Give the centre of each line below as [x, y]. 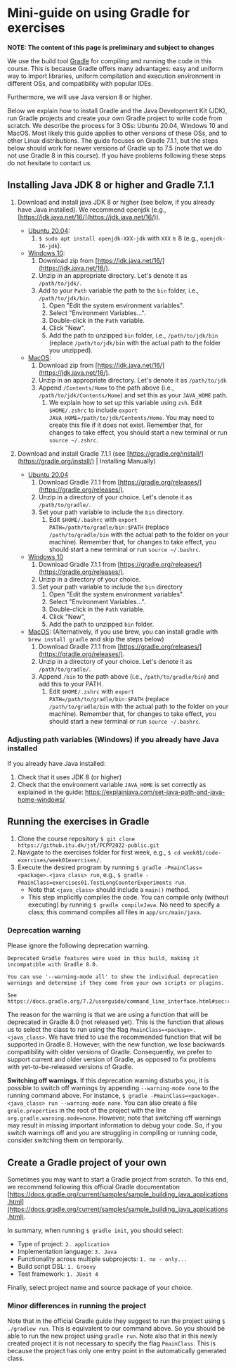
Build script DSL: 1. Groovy [57, 1266]
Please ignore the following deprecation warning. [78, 946]
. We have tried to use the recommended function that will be [133, 1037]
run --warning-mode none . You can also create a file [123, 1103]
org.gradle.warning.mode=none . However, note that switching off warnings [114, 1118]
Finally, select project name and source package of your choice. [100, 1287]
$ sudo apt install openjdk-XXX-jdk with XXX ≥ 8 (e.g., [118, 238]
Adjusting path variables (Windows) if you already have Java [113, 739]
